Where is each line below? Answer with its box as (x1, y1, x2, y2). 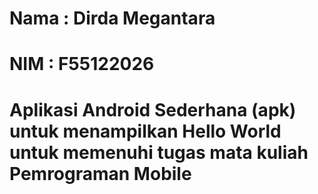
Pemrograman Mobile (9, 162, 192, 185)
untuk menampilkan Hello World (9, 120, 282, 142)
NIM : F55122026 (9, 53, 155, 76)
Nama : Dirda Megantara (9, 7, 216, 30)
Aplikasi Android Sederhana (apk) (9, 98, 297, 121)
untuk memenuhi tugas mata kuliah (9, 141, 309, 164)
